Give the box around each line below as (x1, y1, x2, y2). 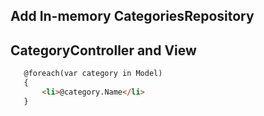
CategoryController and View (10, 42, 197, 59)
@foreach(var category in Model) (23, 69, 163, 79)
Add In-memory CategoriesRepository (10, 8, 255, 25)
